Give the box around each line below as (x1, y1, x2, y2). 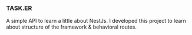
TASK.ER (6, 4, 32, 12)
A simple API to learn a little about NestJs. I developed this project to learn (6, 17, 187, 24)
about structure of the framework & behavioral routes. (6, 23, 137, 30)
